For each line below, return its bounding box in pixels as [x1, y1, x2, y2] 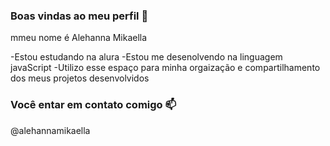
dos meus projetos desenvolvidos [10, 72, 150, 84]
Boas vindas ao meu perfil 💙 [10, 9, 149, 23]
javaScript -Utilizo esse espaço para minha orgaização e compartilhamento [10, 62, 321, 74]
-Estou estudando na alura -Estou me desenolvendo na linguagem [10, 51, 283, 63]
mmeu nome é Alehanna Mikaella [10, 32, 148, 44]
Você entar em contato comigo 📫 [10, 98, 177, 112]
